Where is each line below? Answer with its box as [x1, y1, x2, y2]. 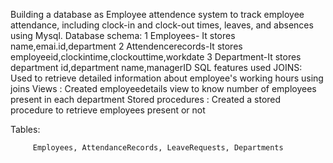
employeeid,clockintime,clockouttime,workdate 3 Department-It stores [10, 51, 302, 63]
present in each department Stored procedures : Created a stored [10, 94, 282, 105]
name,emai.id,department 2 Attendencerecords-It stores [10, 40, 243, 52]
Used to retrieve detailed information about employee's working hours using [10, 72, 324, 84]
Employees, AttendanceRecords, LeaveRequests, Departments [32, 143, 284, 153]
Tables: [10, 124, 41, 135]
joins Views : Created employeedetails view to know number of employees [10, 83, 317, 94]
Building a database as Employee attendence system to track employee [10, 9, 305, 20]
